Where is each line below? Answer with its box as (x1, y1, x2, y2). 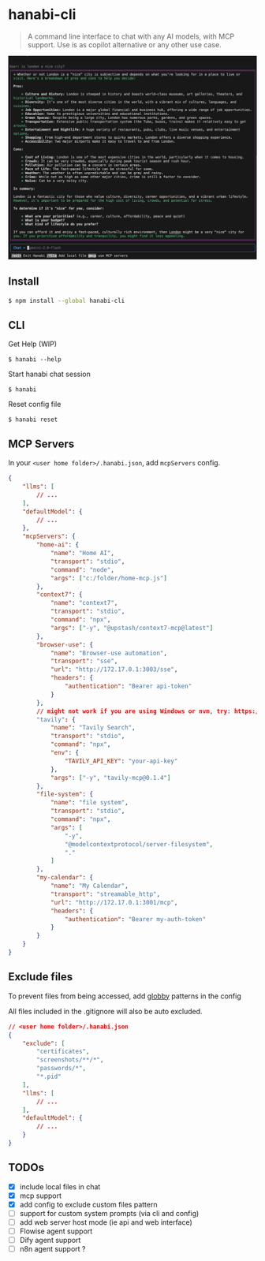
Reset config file (8, 400, 62, 409)
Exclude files (8, 970, 73, 983)
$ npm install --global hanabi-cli (8, 297, 125, 304)
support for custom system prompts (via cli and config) (19, 1208, 200, 1218)
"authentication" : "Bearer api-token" (64, 682, 192, 691)
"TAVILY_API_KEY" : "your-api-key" (64, 757, 178, 765)
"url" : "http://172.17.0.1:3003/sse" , (50, 666, 178, 673)
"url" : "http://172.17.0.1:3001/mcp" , (50, 898, 178, 906)
